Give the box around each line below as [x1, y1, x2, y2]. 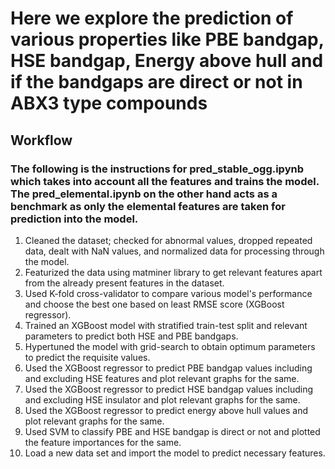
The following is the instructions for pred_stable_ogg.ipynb [10, 162, 304, 176]
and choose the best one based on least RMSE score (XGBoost [24, 298, 285, 310]
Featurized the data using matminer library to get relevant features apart [24, 266, 323, 278]
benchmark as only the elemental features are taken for [10, 199, 286, 213]
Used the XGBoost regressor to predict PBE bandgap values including [24, 362, 313, 374]
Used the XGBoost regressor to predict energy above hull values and [24, 404, 309, 416]
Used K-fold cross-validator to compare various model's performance [24, 287, 313, 299]
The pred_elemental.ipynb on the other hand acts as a [10, 187, 278, 201]
